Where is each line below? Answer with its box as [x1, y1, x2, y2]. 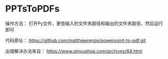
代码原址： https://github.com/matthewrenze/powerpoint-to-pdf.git [5, 37, 146, 43]
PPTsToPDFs [5, 3, 60, 15]
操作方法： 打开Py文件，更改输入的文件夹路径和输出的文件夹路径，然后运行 [5, 20, 163, 26]
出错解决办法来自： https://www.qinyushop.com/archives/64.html [5, 48, 143, 54]
